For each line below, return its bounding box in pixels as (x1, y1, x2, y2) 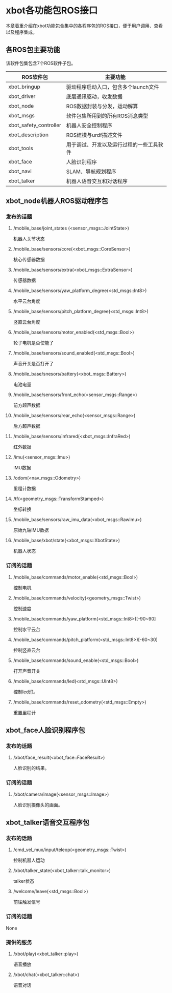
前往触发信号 (13, 899, 40, 905)
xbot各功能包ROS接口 (6, 5, 98, 16)
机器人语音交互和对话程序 (66, 177, 128, 184)
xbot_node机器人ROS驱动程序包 (6, 197, 109, 205)
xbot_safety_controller (8, 121, 62, 129)
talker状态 (13, 878, 35, 884)
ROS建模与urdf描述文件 (66, 131, 123, 138)
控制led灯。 (13, 689, 38, 695)
